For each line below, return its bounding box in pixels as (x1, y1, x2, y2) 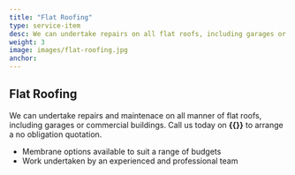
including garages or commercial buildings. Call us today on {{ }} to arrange (9, 119, 284, 130)
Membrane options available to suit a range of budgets (21, 146, 222, 156)
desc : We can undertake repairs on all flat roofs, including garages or (9, 29, 287, 38)
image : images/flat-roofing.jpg (9, 46, 128, 55)
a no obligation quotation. (9, 129, 102, 140)
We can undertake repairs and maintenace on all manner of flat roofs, (9, 110, 262, 120)
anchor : (9, 54, 38, 63)
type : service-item (9, 21, 81, 30)
